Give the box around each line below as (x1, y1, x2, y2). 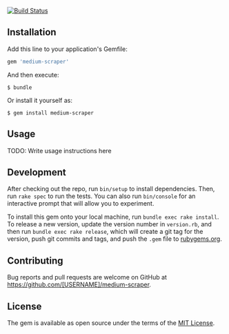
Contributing (7, 255, 63, 266)
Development (7, 166, 67, 178)
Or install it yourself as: (7, 96, 72, 104)
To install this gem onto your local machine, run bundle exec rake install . (7, 213, 219, 221)
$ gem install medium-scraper (7, 109, 94, 117)
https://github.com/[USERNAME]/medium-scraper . (7, 280, 152, 289)
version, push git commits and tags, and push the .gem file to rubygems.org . (7, 235, 223, 243)
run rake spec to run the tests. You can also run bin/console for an (7, 192, 196, 200)
